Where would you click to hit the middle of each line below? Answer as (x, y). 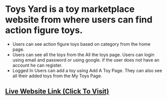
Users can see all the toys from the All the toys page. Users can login (83, 54)
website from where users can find (79, 20)
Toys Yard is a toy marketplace (70, 9)
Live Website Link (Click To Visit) (57, 91)
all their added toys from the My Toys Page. (57, 76)
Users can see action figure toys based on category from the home (81, 44)
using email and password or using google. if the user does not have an (86, 60)
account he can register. (37, 65)
